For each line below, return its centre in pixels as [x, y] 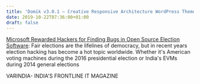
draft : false [22, 22]
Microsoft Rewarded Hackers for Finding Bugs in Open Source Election [93, 40]
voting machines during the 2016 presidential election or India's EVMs [92, 58]
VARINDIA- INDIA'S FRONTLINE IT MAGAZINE [62, 76]
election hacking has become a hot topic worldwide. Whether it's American [98, 52]
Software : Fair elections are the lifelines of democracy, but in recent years [97, 46]
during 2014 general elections [43, 64]
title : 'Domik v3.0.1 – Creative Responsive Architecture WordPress [93, 12]
